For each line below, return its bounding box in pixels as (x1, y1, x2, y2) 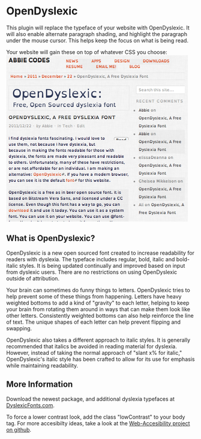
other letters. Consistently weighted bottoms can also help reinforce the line (6, 312, 194, 319)
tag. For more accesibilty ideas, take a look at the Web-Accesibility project (6, 419, 190, 427)
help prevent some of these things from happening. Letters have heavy (6, 292, 182, 300)
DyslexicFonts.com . (6, 401, 55, 409)
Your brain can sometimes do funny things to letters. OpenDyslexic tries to (6, 286, 190, 294)
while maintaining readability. (6, 362, 79, 369)
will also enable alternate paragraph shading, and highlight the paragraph (6, 30, 188, 37)
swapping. (6, 324, 32, 332)
